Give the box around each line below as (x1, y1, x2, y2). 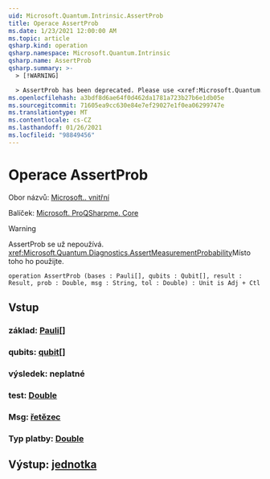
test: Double (8, 390, 58, 401)
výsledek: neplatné (8, 368, 85, 379)
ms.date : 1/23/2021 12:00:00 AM (8, 27, 117, 35)
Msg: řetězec (8, 411, 61, 423)
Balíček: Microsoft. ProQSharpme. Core (8, 208, 139, 217)
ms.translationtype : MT (8, 109, 88, 117)
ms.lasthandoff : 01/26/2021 (8, 124, 103, 132)
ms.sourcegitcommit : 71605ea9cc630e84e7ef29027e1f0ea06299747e (8, 101, 225, 109)
